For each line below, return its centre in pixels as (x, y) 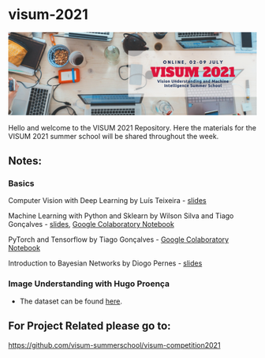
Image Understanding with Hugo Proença (89, 284)
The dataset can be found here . (71, 301)
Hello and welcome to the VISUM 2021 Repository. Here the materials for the (132, 127)
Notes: (25, 161)
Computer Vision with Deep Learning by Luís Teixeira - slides (107, 201)
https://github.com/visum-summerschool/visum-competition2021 (114, 345)
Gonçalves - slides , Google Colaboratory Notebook (91, 224)
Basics (21, 183)
